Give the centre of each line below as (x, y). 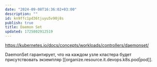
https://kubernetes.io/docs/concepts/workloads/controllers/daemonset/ (77, 45)
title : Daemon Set (24, 27)
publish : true (19, 23)
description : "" (21, 14)
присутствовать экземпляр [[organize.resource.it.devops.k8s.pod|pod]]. (79, 60)
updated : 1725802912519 (29, 32)
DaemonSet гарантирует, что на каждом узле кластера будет (68, 55)
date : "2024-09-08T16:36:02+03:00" (41, 9)
